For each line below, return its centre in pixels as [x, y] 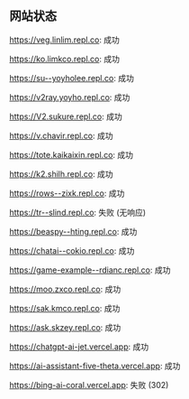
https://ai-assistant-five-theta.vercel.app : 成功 [95, 366]
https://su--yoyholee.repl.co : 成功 [72, 78]
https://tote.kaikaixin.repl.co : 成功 [71, 154]
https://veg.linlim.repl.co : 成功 [64, 40]
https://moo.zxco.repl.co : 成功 [65, 289]
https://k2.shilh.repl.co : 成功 [62, 173]
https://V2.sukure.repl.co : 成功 [66, 116]
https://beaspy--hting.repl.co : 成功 [73, 231]
